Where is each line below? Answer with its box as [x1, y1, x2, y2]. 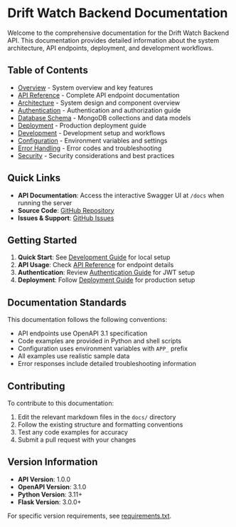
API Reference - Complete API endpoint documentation [17, 90, 180, 99]
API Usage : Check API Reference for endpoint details [17, 261, 174, 269]
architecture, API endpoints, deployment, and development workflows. [7, 43, 214, 52]
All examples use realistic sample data [17, 352, 130, 360]
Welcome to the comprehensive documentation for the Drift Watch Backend [7, 28, 230, 37]
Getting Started [7, 234, 77, 246]
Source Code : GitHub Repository [17, 206, 115, 214]
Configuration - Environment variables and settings [17, 136, 168, 145]
